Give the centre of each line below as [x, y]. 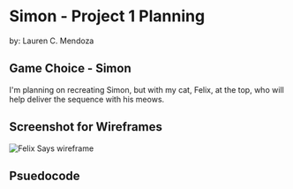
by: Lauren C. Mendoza [52, 41]
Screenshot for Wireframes [86, 127]
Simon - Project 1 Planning [107, 16]
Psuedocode [45, 175]
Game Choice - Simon [70, 68]
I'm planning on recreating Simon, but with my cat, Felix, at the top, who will [146, 89]
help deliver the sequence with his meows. [87, 99]
